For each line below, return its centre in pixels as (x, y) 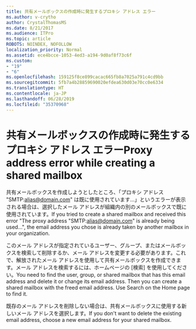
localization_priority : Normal (44, 50)
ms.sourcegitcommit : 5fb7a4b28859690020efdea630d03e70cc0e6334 (85, 83)
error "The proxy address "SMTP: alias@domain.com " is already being (90, 221)
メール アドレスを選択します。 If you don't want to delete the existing (99, 313)
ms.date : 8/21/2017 (30, 28)
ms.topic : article (28, 39)
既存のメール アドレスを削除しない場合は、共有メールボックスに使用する (94, 306)
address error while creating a (81, 163)
